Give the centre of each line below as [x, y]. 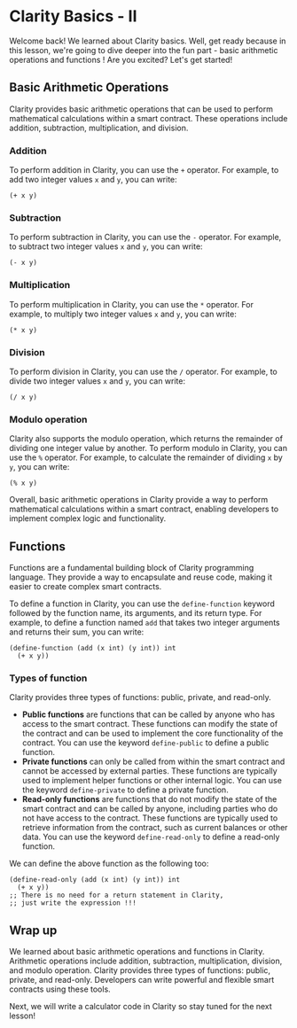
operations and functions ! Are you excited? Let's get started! [121, 59]
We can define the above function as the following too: [109, 864]
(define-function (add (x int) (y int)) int [93, 649]
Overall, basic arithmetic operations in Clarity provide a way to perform [139, 500]
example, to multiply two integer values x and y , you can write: [123, 314]
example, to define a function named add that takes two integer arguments [145, 623]
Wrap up [33, 930]
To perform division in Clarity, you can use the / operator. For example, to [143, 371]
